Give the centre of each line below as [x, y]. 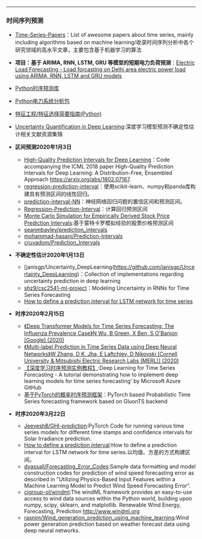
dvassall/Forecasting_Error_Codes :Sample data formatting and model [110, 467]
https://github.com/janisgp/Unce [155, 267]
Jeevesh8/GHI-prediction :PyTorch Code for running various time [104, 426]
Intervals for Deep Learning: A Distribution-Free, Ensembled [98, 173]
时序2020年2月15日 [39, 314]
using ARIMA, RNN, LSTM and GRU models [68, 76]
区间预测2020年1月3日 [43, 147]
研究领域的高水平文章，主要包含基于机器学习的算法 [78, 50]
